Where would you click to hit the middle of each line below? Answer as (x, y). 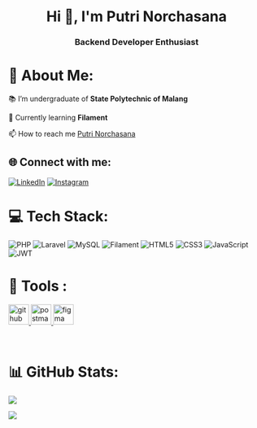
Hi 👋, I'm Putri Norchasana (137, 17)
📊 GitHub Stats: (64, 371)
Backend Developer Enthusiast (137, 42)
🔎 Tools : (38, 286)
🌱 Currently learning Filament (58, 118)
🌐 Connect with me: (60, 162)
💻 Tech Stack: (59, 217)
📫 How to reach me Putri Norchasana (72, 134)
